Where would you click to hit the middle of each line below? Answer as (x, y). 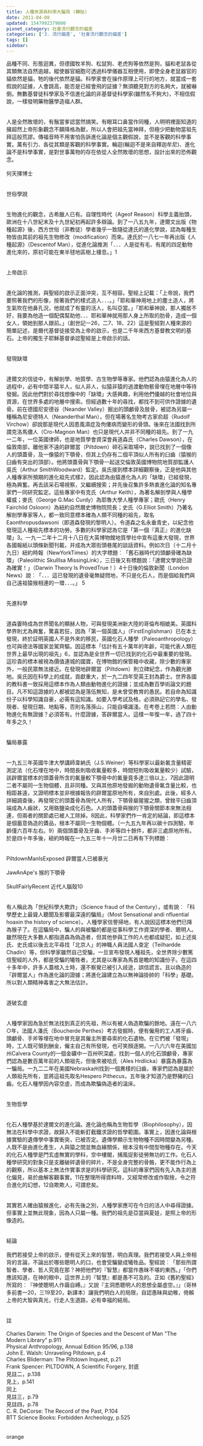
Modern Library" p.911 (34, 1340)
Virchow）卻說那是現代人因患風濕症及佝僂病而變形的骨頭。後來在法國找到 (98, 424)
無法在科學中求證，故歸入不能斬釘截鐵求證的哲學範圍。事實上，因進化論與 (99, 1132)
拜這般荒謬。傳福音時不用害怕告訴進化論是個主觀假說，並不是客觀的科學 (96, 137)
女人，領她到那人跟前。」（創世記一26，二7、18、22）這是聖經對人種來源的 (99, 323)
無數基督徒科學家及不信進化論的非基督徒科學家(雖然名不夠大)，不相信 (103, 94)
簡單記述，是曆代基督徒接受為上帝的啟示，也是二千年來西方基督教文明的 (96, 331)
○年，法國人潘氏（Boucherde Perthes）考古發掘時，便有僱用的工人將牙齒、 (101, 1030)
